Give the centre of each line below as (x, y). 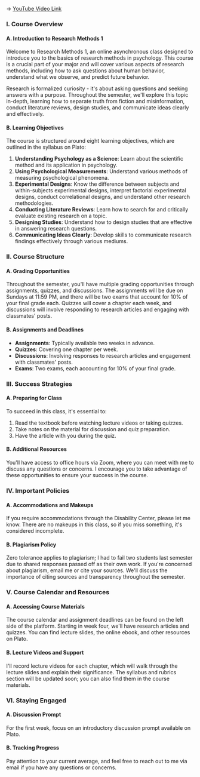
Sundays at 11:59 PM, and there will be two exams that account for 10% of (97, 297)
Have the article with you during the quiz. (65, 435)
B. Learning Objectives (35, 127)
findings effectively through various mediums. (71, 241)
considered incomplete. (35, 531)
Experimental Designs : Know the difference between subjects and (97, 184)
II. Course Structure (35, 257)
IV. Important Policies (38, 490)
